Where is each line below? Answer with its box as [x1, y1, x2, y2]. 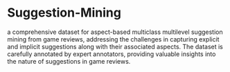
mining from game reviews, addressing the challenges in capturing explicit [7, 35, 220, 43]
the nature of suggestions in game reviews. [7, 57, 131, 65]
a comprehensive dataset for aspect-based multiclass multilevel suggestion [7, 28, 223, 36]
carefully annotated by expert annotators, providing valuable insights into [7, 50, 216, 58]
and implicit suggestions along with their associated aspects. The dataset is [7, 42, 224, 51]
